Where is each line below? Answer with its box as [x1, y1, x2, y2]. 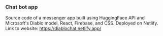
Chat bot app [5, 3, 38, 10]
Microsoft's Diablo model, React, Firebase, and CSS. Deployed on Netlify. [5, 20, 158, 26]
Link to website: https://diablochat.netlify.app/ [5, 25, 102, 31]
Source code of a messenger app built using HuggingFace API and [5, 15, 145, 21]
